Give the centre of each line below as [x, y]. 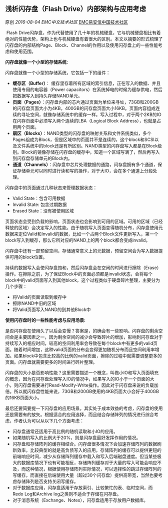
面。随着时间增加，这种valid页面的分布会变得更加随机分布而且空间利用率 [80, 349]
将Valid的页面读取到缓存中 [39, 297]
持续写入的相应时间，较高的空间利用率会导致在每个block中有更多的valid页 [81, 343]
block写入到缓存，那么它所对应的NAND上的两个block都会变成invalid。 [78, 240]
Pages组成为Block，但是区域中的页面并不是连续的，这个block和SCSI [83, 139]
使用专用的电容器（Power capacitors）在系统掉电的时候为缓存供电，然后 [87, 89]
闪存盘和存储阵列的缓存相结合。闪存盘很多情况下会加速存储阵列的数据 [85, 443]
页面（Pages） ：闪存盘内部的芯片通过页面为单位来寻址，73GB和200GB [85, 102]
